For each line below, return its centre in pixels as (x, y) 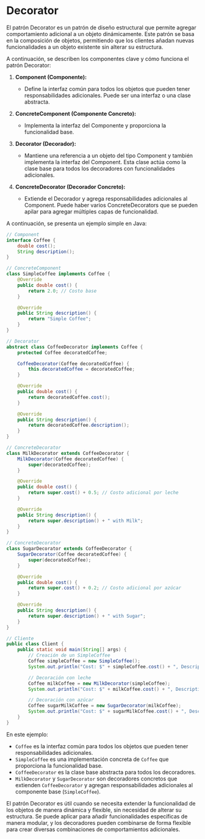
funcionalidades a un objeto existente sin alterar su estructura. (85, 47)
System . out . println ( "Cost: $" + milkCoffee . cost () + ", (101, 689)
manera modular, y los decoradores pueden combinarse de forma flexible (99, 823)
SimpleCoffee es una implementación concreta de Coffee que (92, 759)
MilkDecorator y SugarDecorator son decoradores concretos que (96, 779)
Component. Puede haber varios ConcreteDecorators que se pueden (111, 205)
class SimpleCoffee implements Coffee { (59, 274)
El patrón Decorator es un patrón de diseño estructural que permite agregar (101, 27)
